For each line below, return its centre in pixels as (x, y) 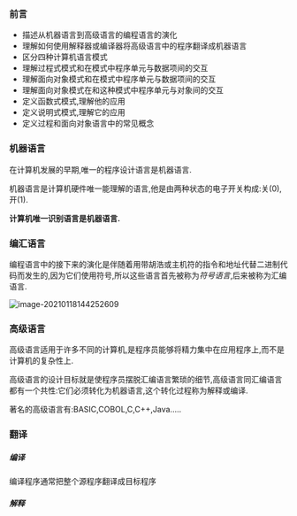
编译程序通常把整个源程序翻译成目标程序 (83, 481)
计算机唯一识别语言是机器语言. (65, 218)
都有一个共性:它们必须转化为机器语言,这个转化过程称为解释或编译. (129, 390)
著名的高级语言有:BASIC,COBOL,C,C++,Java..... (95, 410)
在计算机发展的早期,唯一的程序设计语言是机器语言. (101, 169)
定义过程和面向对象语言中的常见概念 (88, 123)
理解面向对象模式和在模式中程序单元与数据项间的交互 (119, 79)
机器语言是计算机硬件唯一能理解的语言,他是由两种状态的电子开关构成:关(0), (146, 189)
